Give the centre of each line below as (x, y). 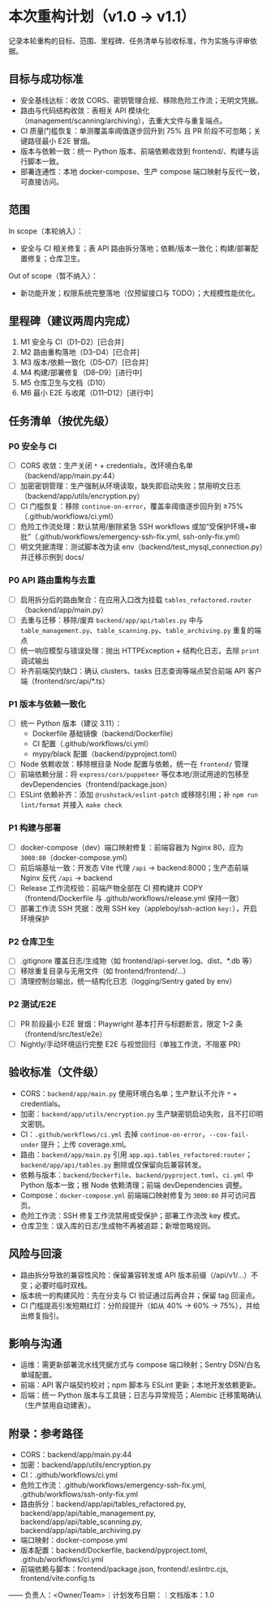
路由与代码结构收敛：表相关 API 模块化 (85, 110)
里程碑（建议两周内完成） (72, 321)
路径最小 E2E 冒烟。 (61, 141)
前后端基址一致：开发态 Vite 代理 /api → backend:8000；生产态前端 (134, 867)
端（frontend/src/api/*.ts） (65, 681)
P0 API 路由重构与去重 (52, 580)
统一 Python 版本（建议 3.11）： (71, 723)
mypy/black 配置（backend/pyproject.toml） (107, 754)
